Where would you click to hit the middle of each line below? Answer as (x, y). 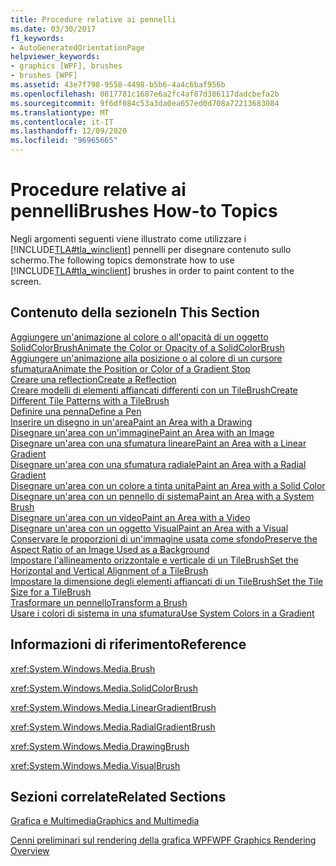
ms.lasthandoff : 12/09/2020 (69, 131)
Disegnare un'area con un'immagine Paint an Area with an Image (142, 432)
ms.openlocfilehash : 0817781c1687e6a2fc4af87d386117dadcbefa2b (145, 94)
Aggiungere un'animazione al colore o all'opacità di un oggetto (139, 337)
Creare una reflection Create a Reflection (93, 379)
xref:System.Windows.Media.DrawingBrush (100, 746)
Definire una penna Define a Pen (76, 411)
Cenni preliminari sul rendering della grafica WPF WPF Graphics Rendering (163, 840)
